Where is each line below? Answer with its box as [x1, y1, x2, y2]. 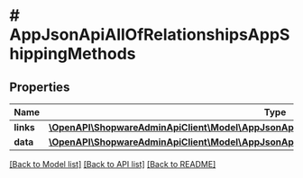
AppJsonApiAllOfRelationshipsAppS [9, 24, 290, 45]
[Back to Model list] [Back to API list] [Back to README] [9, 159, 216, 169]
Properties [9, 79, 70, 94]
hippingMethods [9, 44, 137, 64]
